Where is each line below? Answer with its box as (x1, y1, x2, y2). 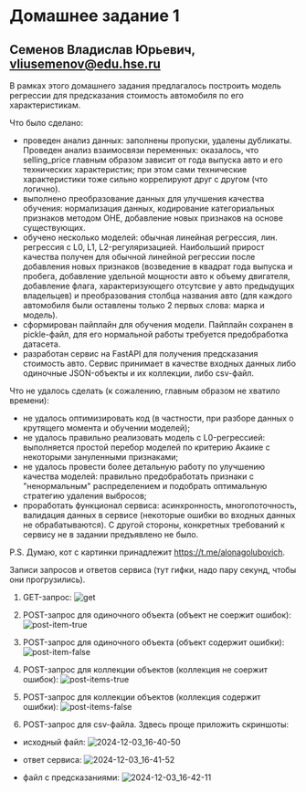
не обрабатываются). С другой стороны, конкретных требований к (22, 519, 286, 530)
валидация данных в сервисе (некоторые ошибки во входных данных (22, 510, 296, 520)
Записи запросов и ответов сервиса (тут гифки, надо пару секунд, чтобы (9, 565, 297, 575)
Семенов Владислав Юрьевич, (9, 42, 195, 57)
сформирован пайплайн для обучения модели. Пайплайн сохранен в (22, 319, 294, 329)
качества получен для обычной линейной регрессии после (22, 252, 256, 262)
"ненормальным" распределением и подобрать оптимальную (22, 481, 268, 491)
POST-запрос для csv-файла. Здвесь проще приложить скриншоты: (22, 719, 290, 730)
